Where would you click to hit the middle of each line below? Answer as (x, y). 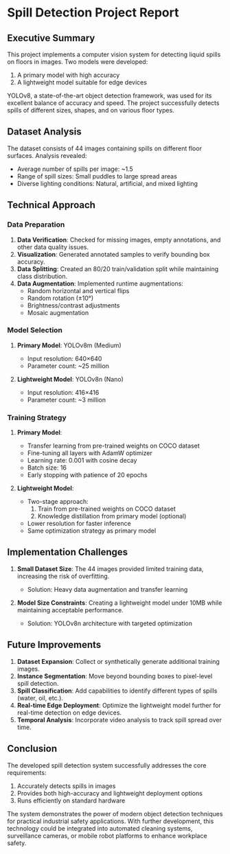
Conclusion (32, 749)
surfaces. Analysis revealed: (47, 155)
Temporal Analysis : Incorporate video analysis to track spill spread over (119, 719)
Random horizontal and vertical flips (78, 290)
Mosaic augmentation (58, 312)
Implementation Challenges (68, 552)
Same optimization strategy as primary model (92, 531)
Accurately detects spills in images (66, 786)
